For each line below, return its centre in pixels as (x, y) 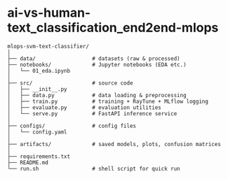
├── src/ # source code (70, 83)
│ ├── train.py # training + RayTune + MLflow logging (108, 101)
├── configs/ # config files (72, 126)
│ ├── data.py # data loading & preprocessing (97, 95)
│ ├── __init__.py (38, 89)
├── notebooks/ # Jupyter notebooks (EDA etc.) (97, 64)
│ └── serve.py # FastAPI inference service (92, 113)
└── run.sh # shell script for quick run (94, 169)
